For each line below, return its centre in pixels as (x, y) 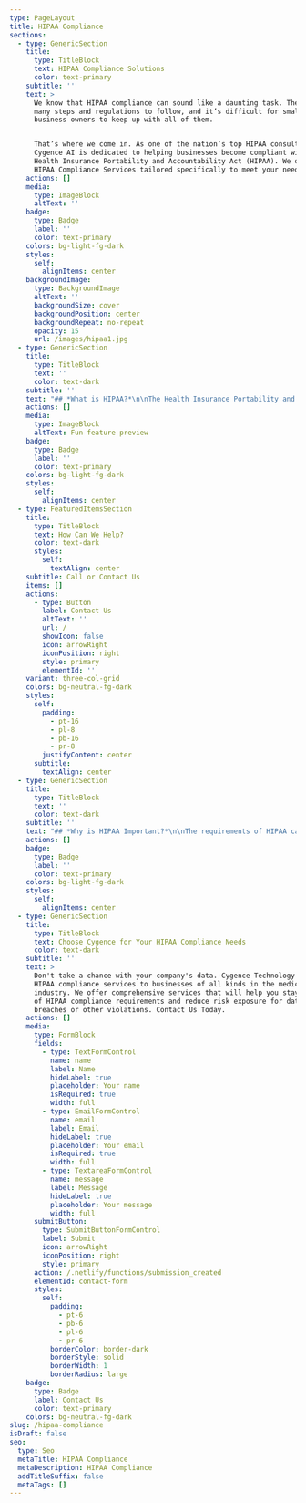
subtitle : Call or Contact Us (83, 577)
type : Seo (36, 1451)
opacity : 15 (56, 331)
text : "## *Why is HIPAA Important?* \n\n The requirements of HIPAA (156, 831)
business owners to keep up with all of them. (123, 120)
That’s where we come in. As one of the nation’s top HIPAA (150, 144)
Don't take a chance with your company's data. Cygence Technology (164, 976)
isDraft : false (38, 1434)
